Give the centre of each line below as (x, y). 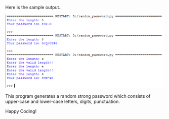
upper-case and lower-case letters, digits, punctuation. (63, 102)
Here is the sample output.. (33, 7)
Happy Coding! (21, 111)
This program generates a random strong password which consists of (78, 96)
